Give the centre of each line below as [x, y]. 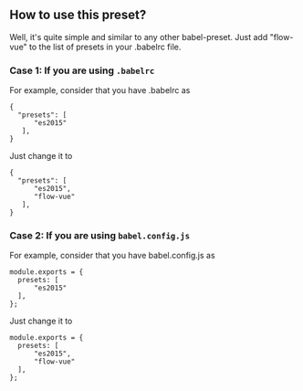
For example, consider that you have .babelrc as [100, 90]
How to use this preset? [78, 15]
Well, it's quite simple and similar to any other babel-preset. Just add [139, 37]
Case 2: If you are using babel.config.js [99, 236]
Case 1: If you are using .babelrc [82, 70]
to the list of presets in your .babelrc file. [105, 47]
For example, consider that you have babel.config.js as [113, 256]
